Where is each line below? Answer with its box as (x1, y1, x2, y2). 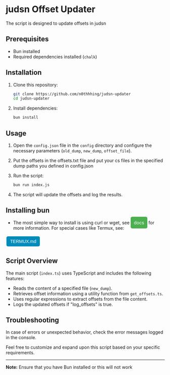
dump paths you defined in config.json (13, 163, 94, 169)
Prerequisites (6, 35, 49, 43)
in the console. (6, 335, 37, 341)
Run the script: (13, 173, 44, 179)
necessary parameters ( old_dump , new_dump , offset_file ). (13, 148, 132, 153)
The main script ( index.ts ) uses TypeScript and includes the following (6, 270, 152, 276)
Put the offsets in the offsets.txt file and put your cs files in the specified (13, 157, 163, 164)
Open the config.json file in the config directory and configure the (13, 142, 152, 148)
